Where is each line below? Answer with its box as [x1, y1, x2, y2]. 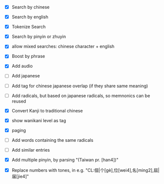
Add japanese [11, 73, 40, 79]
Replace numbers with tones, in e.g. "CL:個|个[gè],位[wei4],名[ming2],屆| [11, 167, 160, 173]
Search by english [11, 14, 49, 20]
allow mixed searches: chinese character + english [11, 44, 115, 50]
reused [11, 98, 27, 104]
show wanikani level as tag [11, 117, 66, 123]
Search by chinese [11, 4, 50, 10]
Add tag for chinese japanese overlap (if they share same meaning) [11, 83, 148, 89]
